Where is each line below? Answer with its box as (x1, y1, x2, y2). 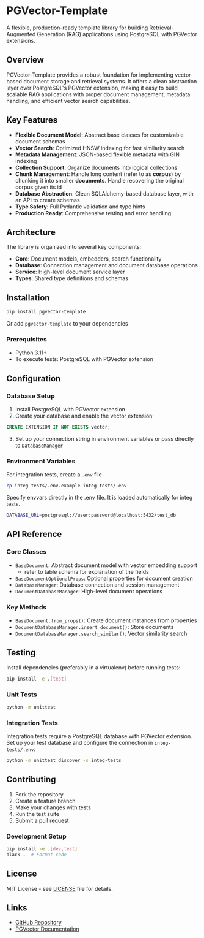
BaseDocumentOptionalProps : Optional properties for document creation (15, 574, 194, 582)
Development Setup (6, 832, 67, 841)
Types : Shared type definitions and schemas (15, 275, 128, 282)
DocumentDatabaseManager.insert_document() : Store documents (15, 623, 174, 630)
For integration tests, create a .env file (6, 471, 102, 478)
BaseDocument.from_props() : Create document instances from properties (15, 617, 197, 624)
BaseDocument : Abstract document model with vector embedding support (15, 562, 197, 569)
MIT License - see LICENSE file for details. (6, 885, 113, 892)
